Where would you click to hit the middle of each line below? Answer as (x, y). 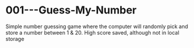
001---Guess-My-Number (71, 10)
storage (15, 39)
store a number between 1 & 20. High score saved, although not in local (93, 32)
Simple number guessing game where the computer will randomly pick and (97, 26)
